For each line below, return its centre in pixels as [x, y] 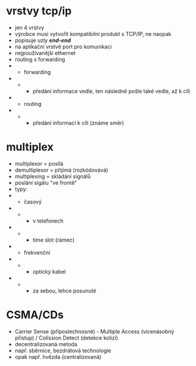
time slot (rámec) [54, 240]
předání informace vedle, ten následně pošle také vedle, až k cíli [111, 91]
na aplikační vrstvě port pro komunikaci [63, 47]
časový [32, 202]
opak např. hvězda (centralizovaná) [58, 356]
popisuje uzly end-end [43, 40]
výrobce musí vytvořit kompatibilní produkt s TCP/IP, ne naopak [93, 33]
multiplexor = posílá [39, 163]
